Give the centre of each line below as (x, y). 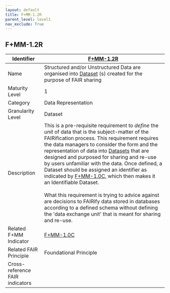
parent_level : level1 (28, 19)
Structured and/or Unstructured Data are (92, 67)
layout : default (22, 10)
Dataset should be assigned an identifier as (96, 170)
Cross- (16, 264)
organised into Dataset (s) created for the (93, 74)
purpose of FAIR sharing (73, 80)
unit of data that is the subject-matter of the (97, 132)
